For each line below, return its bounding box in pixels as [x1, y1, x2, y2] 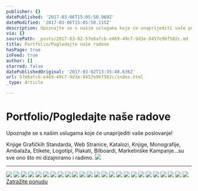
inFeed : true [6, 52, 38, 58]
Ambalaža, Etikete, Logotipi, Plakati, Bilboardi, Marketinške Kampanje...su [6, 147, 184, 154]
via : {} [6, 31, 25, 36]
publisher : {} [6, 8, 41, 15]
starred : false [6, 63, 44, 69]
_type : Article [6, 80, 44, 86]
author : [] [6, 58, 33, 63]
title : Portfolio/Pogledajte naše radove [6, 42, 110, 48]
